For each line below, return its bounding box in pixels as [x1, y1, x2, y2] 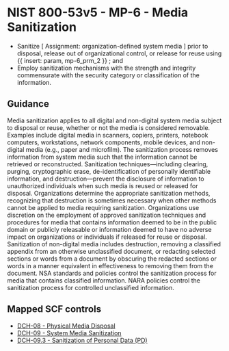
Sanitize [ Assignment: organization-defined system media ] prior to [16, 42, 208, 50]
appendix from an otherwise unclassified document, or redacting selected [7, 247, 215, 255]
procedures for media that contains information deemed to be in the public [7, 218, 217, 226]
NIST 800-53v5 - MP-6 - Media [7, 5, 189, 21]
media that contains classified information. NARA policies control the [7, 276, 200, 285]
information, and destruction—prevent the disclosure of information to [7, 174, 204, 183]
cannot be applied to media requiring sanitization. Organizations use [7, 203, 200, 211]
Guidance [7, 98, 49, 110]
